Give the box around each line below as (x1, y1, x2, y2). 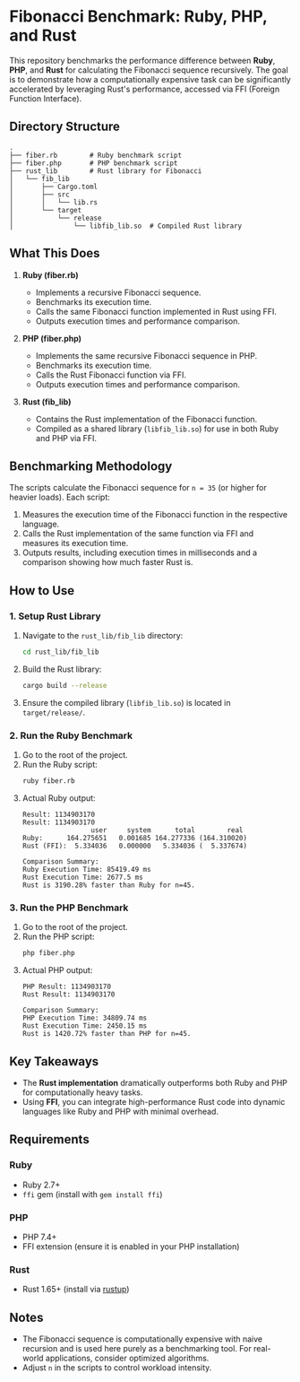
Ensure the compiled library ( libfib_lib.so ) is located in (21, 697, 231, 708)
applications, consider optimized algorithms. (45, 1352, 210, 1364)
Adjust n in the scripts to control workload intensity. (21, 1362, 212, 1373)
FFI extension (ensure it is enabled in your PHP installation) (21, 1240, 240, 1252)
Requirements (9, 1132, 90, 1147)
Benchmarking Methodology (9, 458, 173, 474)
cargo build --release (21, 681, 107, 690)
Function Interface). (9, 92, 82, 104)
